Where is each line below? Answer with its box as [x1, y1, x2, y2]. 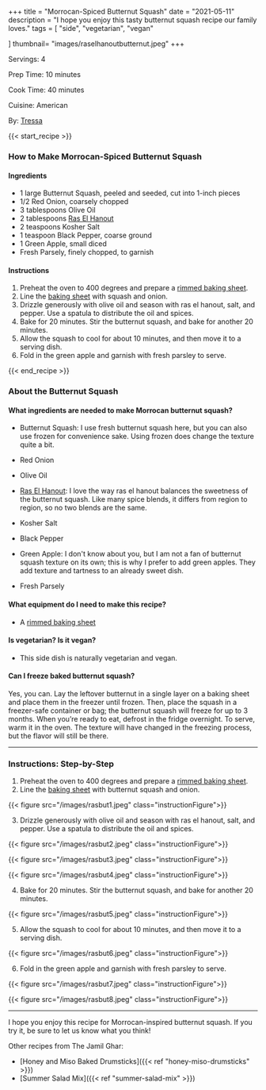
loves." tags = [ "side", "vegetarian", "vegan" [8, 24, 154, 33]
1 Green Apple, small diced [19, 239, 107, 248]
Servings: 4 [8, 55, 46, 64]
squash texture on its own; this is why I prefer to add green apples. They [19, 557, 256, 567]
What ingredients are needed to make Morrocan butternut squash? [8, 405, 234, 415]
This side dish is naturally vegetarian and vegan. [19, 653, 178, 662]
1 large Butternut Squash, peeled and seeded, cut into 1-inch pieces [19, 188, 241, 198]
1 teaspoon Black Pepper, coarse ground [19, 230, 153, 241]
